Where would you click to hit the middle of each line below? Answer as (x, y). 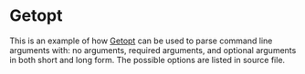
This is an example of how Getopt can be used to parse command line (141, 41)
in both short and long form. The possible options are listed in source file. (147, 60)
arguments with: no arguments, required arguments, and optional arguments (153, 50)
